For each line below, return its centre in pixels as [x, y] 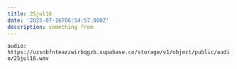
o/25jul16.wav [28, 58]
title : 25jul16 [30, 14]
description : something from [50, 27]
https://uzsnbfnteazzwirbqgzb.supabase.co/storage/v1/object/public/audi [119, 52]
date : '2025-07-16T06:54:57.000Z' [59, 20]
